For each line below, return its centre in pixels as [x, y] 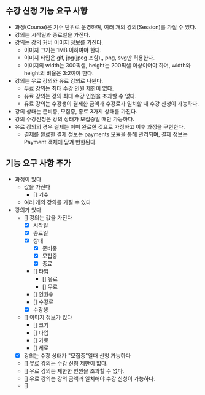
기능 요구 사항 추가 [38, 163]
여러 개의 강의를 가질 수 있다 [57, 202]
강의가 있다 [28, 210]
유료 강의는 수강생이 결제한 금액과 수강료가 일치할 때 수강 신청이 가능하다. [111, 104]
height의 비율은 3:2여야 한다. [59, 73]
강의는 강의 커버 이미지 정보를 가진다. [59, 42]
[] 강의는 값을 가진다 [48, 217]
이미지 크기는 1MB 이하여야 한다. [63, 50]
